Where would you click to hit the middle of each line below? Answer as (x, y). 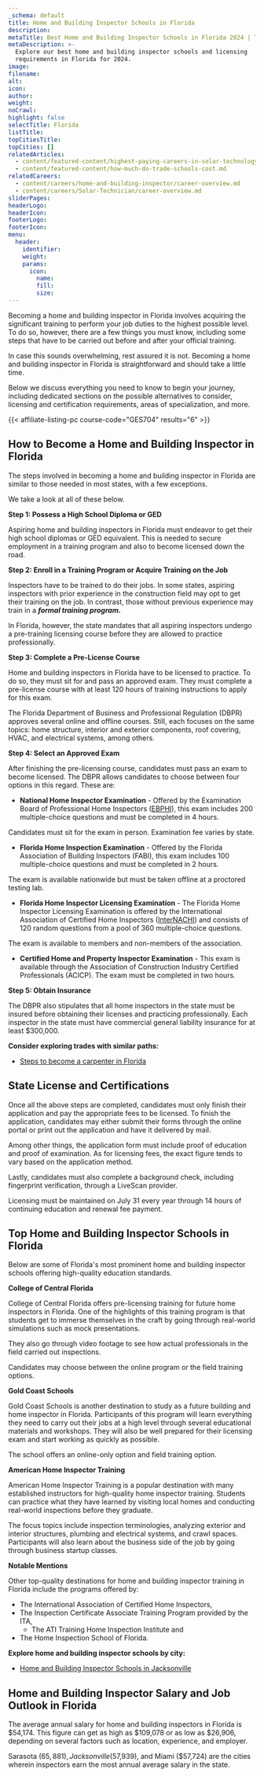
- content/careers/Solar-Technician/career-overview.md (108, 191)
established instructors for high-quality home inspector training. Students (127, 1493)
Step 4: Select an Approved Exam (64, 753)
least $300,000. (34, 1030)
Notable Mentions (38, 1566)
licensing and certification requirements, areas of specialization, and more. (129, 404)
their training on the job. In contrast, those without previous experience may (131, 601)
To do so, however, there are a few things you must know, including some (127, 332)
